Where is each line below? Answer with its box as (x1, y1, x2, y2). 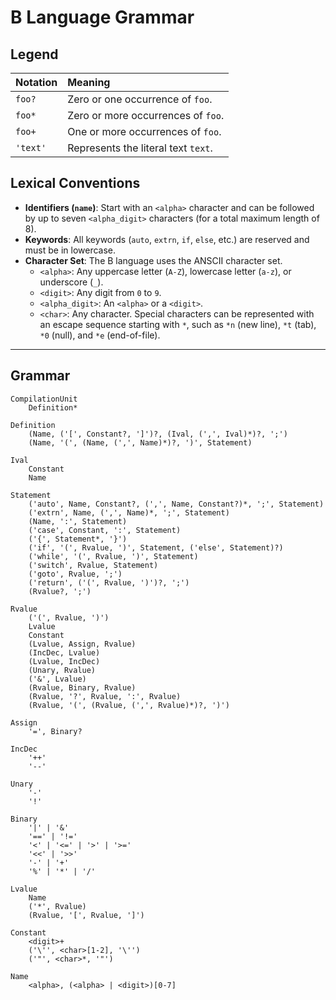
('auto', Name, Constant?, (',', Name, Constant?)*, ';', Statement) (28, 499, 325, 509)
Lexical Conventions (10, 175, 141, 192)
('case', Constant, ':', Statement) (28, 525, 182, 535)
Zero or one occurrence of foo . (67, 92, 213, 106)
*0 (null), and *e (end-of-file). (39, 329, 161, 341)
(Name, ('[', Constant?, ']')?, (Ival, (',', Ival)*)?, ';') (28, 429, 288, 439)
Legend (10, 46, 59, 63)
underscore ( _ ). (39, 276, 104, 288)
